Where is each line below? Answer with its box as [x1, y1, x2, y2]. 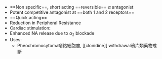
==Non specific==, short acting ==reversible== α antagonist [9, 4, 134, 10]
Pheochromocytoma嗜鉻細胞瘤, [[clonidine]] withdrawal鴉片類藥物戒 [17, 42, 157, 48]
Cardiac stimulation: [9, 25, 51, 31]
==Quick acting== [9, 15, 47, 20]
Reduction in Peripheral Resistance [9, 20, 81, 26]
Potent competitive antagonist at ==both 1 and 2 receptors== [9, 9, 135, 15]
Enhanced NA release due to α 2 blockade [9, 30, 95, 37]
